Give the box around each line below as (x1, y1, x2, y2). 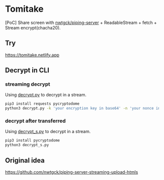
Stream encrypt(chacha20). (5, 24, 61, 30)
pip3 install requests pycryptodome (5, 101, 80, 106)
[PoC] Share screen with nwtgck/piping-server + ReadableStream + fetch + (5, 20, 157, 25)
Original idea (5, 156, 45, 164)
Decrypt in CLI (5, 66, 50, 74)
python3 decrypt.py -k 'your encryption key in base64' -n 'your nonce (5, 106, 154, 111)
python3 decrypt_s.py (5, 143, 49, 148)
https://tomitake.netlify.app (5, 52, 60, 58)
